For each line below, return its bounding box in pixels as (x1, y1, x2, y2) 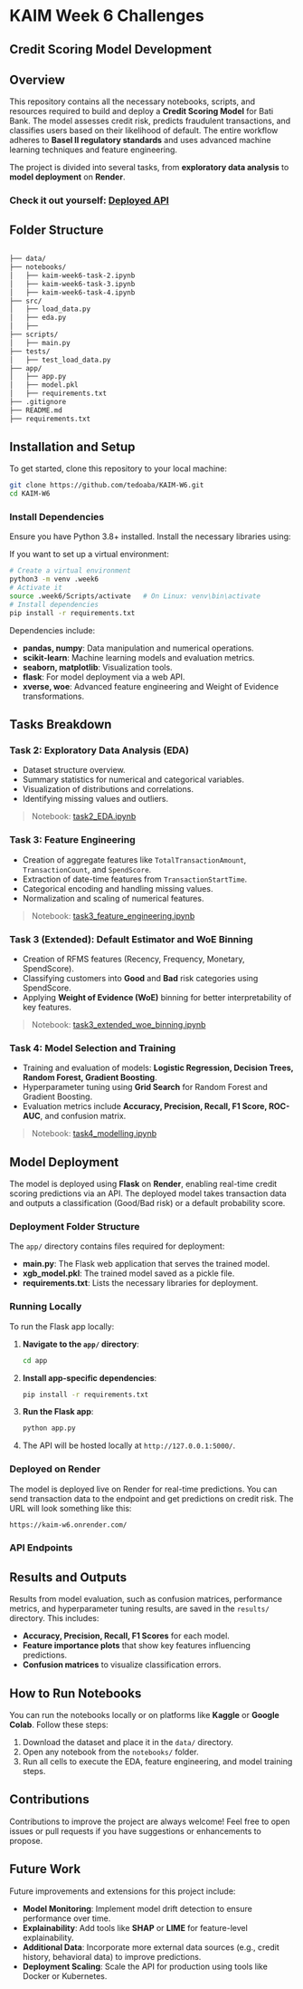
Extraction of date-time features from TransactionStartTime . (22, 874, 248, 884)
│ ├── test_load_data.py (9, 355, 111, 364)
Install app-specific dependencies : (22, 1372, 157, 1383)
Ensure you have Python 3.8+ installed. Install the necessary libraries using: (9, 531, 291, 542)
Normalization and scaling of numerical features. (22, 893, 204, 903)
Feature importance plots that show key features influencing (22, 1640, 251, 1651)
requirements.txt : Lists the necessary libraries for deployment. (22, 1278, 259, 1289)
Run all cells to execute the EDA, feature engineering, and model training (22, 1756, 293, 1767)
